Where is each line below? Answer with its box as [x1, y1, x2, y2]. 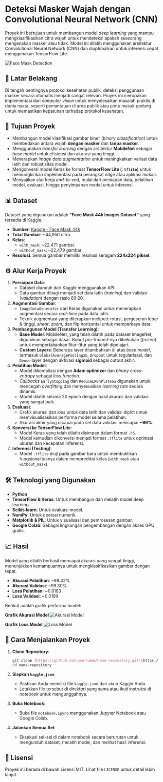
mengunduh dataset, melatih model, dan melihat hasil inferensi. [19, 740, 146, 745]
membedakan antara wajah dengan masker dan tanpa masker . [12, 140, 140, 146]
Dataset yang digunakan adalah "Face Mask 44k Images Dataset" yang [5, 212, 150, 218]
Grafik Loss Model [5, 621, 43, 627]
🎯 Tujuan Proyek [5, 122, 55, 130]
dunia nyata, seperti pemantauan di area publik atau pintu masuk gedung [5, 103, 152, 108]
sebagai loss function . [36, 373, 81, 379]
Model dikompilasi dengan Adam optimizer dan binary [19, 368, 129, 374]
